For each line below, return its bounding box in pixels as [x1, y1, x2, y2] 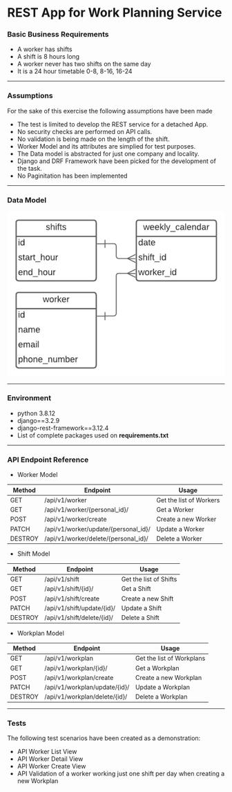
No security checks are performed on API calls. [17, 127, 153, 135]
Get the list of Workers [156, 496, 220, 504]
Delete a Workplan [135, 692, 188, 701]
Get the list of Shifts [121, 575, 177, 583]
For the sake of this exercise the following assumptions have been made [7, 106, 213, 115]
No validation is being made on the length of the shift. [17, 135, 171, 143]
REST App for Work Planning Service [7, 5, 222, 21]
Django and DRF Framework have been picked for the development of [17, 157, 216, 165]
